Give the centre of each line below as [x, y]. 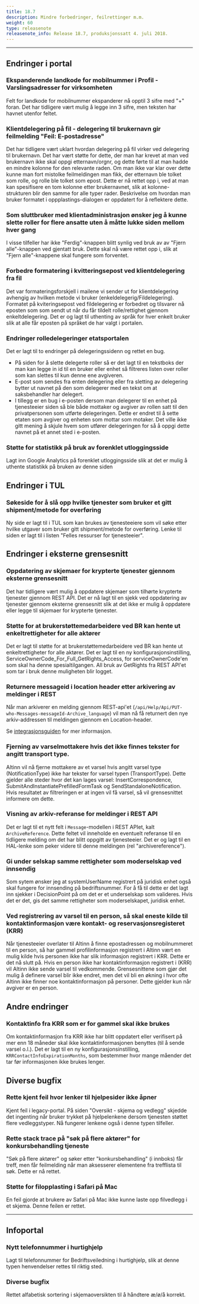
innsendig [21, 868]
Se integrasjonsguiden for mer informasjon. [59, 731]
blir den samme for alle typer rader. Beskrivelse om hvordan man [111, 193]
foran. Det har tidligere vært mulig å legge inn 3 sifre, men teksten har [91, 107]
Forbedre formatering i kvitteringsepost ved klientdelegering [95, 271]
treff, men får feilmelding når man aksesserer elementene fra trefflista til [94, 1165]
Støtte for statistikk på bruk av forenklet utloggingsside [87, 448]
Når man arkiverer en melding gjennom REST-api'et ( [70, 707]
